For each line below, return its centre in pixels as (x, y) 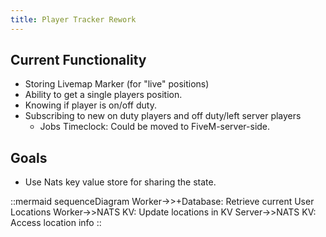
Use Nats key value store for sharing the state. (120, 182)
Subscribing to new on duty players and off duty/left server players (163, 116)
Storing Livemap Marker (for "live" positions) (117, 84)
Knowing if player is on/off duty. (90, 105)
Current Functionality (78, 60)
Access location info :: (56, 223)
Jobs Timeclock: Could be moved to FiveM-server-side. (155, 127)
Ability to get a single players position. (103, 95)
